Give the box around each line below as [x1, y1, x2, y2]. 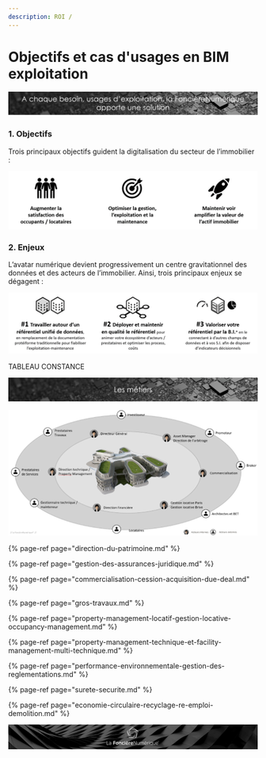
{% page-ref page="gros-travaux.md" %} [8, 599, 145, 608]
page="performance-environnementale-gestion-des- [50, 661, 226, 671]
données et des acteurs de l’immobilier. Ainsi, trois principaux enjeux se [8, 268, 243, 278]
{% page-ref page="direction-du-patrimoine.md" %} [8, 544, 180, 553]
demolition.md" [8, 709, 59, 718]
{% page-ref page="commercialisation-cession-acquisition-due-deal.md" [8, 575, 250, 584]
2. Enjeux [8, 242, 45, 253]
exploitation [8, 64, 89, 82]
